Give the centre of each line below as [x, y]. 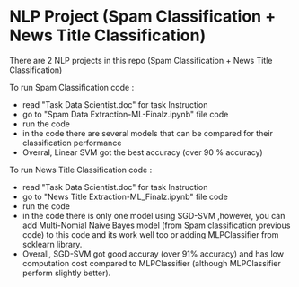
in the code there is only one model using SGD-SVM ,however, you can [154, 215]
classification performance [72, 143]
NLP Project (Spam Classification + [143, 17]
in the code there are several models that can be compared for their [148, 133]
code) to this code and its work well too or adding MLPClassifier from [150, 234]
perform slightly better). [66, 273]
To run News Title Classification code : [81, 170]
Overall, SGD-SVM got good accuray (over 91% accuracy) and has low [153, 254]
